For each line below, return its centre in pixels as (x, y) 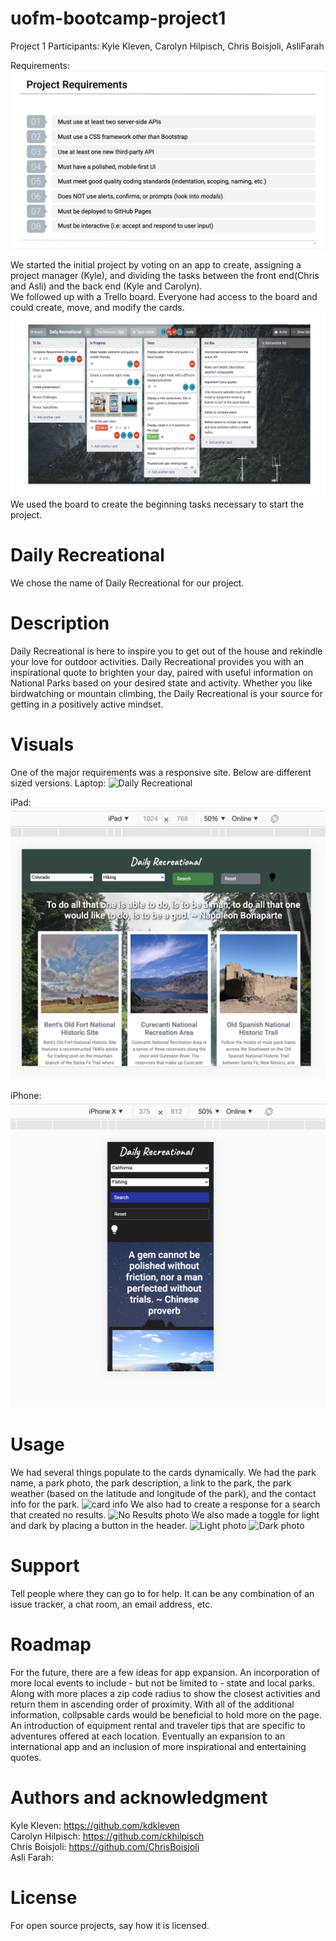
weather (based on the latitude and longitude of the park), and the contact (163, 1493)
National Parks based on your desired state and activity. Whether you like (161, 683)
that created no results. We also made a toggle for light (165, 1514)
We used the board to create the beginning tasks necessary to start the (157, 504)
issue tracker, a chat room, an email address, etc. (111, 1604)
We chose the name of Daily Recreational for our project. (127, 583)
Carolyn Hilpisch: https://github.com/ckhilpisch (107, 1836)
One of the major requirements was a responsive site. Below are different (161, 773)
